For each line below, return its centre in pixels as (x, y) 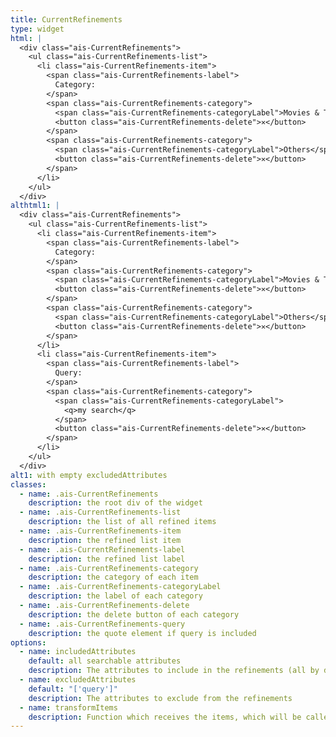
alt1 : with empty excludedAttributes (89, 475)
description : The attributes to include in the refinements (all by (174, 671)
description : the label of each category (115, 596)
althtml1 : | (35, 206)
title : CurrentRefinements (66, 19)
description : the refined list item (105, 540)
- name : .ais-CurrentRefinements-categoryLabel (120, 587)
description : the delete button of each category (134, 614)
